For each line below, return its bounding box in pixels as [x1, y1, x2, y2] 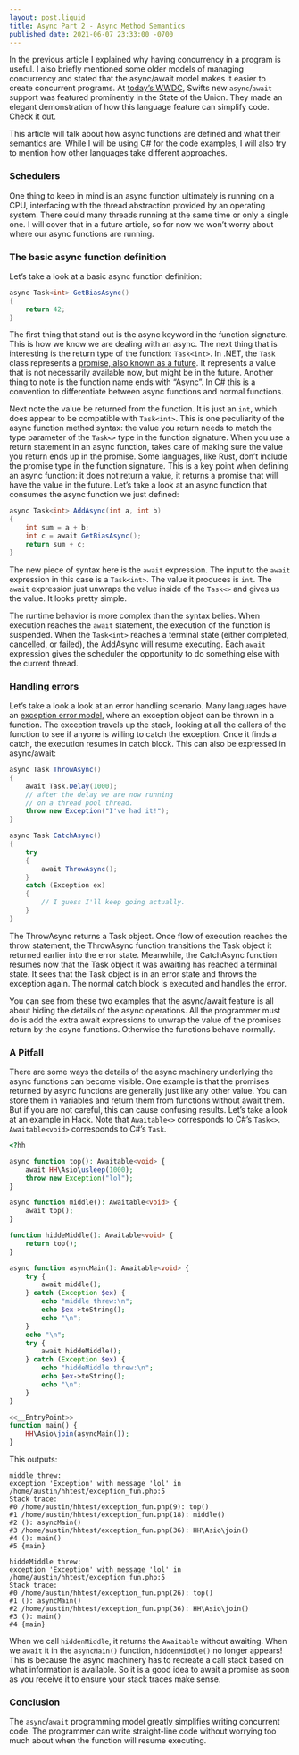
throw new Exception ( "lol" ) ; [25, 1174, 134, 1183]
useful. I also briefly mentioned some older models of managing [9, 64, 244, 74]
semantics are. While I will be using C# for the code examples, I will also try [9, 138, 287, 148]
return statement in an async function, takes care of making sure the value [9, 442, 284, 453]
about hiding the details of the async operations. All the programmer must [9, 1005, 281, 1015]
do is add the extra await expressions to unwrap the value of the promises [9, 1014, 282, 1025]
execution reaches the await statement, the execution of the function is [9, 619, 271, 631]
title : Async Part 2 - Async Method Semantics [9, 21, 186, 30]
